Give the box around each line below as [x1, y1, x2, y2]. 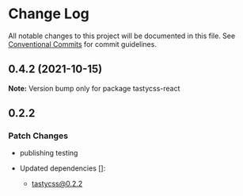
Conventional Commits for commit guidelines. [8, 39, 157, 48]
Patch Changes [8, 130, 69, 141]
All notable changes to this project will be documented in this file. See [8, 31, 236, 40]
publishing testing [19, 148, 78, 158]
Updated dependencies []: [19, 163, 106, 173]
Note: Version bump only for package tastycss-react [8, 83, 180, 93]
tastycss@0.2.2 [31, 179, 83, 189]
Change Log [8, 5, 89, 23]
